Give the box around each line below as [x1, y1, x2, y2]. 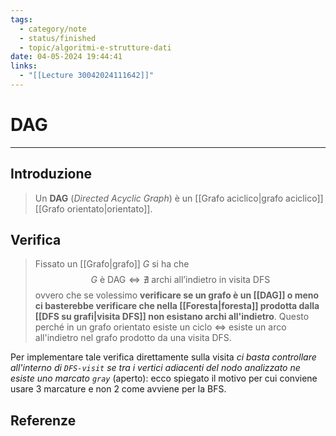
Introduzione [10, 166, 93, 183]
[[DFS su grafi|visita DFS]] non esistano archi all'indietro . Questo [34, 311, 310, 323]
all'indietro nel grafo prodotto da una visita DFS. [34, 332, 232, 344]
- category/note [19, 24, 87, 34]
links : [10, 61, 38, 71]
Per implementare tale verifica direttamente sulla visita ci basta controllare [10, 351, 317, 363]
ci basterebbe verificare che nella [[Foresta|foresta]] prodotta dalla [34, 300, 320, 312]
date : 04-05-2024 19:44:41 [10, 52, 123, 62]
